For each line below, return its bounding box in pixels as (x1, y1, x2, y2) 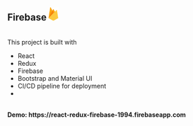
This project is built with (7, 38, 77, 46)
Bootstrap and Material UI (17, 74, 93, 82)
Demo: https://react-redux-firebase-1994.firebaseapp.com (7, 110, 186, 119)
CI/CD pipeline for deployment (17, 81, 107, 90)
